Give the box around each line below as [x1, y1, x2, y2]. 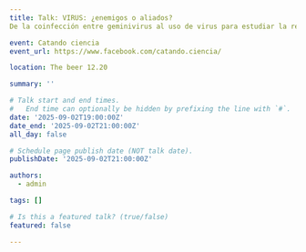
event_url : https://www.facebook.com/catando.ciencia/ [9, 46, 222, 55]
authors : [9, 171, 43, 180]
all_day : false [9, 129, 67, 139]
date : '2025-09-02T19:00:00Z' [9, 113, 125, 122]
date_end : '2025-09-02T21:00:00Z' [9, 121, 141, 130]
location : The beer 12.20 [9, 63, 107, 73]
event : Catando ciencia [9, 38, 100, 47]
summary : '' [9, 79, 55, 89]
